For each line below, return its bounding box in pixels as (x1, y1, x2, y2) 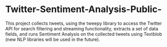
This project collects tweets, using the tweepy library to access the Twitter (5, 20, 162, 26)
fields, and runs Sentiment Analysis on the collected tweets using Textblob (5, 31, 162, 37)
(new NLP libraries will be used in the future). (5, 36, 101, 42)
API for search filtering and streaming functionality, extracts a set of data (5, 25, 158, 31)
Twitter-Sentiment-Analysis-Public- (5, 4, 162, 15)
